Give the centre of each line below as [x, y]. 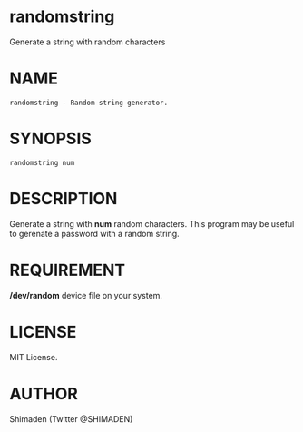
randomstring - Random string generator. [89, 103]
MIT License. [34, 357]
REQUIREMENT [68, 270]
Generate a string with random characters [88, 42]
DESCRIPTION [64, 199]
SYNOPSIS [51, 139]
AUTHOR [44, 393]
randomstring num [42, 162]
